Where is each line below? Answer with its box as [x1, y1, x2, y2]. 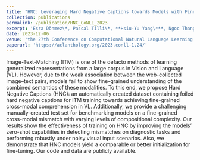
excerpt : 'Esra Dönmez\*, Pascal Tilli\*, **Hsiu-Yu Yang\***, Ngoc [6, 25, 180, 32]
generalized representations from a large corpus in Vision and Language [6, 64, 184, 72]
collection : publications [6, 14, 70, 20]
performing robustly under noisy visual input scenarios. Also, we [6, 134, 165, 141]
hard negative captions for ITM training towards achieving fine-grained [6, 96, 180, 103]
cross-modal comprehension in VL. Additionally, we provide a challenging [6, 103, 187, 110]
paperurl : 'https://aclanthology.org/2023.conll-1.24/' [6, 42, 148, 48]
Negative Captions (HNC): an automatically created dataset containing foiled [6, 90, 194, 97]
